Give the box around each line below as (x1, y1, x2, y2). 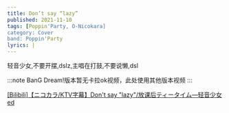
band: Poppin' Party (7, 36, 63, 42)
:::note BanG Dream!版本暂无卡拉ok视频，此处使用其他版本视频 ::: (7, 76, 193, 84)
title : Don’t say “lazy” (7, 10, 78, 17)
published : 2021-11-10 (7, 16, 72, 23)
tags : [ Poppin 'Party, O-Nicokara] (7, 23, 107, 29)
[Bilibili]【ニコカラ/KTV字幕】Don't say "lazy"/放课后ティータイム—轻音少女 (7, 90, 222, 99)
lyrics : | (7, 42, 36, 49)
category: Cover (7, 29, 54, 36)
